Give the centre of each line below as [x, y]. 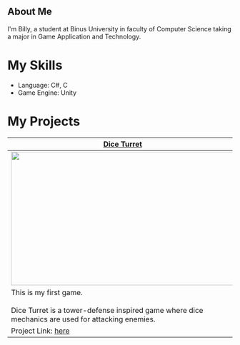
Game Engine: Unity [47, 93]
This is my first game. [47, 292]
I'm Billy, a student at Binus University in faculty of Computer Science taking [120, 29]
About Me [30, 12]
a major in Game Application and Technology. [74, 36]
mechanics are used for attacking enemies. [83, 319]
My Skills [35, 65]
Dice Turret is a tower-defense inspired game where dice [107, 310]
